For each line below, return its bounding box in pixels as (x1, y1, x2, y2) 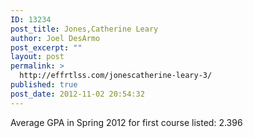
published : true (10, 80, 78, 90)
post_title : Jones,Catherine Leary (10, 24, 159, 34)
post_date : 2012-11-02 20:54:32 (10, 89, 145, 99)
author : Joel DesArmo (10, 33, 101, 43)
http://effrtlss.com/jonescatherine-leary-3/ (19, 71, 213, 81)
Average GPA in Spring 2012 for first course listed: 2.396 (10, 116, 243, 128)
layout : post (10, 52, 65, 62)
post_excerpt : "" (10, 42, 83, 53)
